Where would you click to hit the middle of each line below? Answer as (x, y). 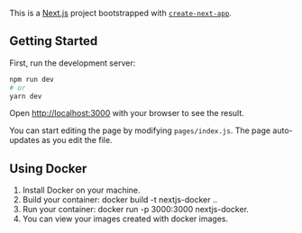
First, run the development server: (73, 63)
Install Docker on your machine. (82, 190)
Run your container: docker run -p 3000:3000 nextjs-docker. (136, 210)
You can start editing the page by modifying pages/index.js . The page (140, 130)
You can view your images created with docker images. (125, 219)
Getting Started (54, 41)
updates (25, 140)
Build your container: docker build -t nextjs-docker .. (120, 200)
